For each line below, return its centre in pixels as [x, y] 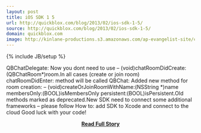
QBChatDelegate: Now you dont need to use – [63, 68]
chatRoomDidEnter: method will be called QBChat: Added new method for [97, 81]
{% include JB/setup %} [36, 56]
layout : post [22, 12]
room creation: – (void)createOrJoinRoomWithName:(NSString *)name [92, 87]
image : [14, 39]
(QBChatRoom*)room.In [36, 74]
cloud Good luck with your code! [46, 112]
